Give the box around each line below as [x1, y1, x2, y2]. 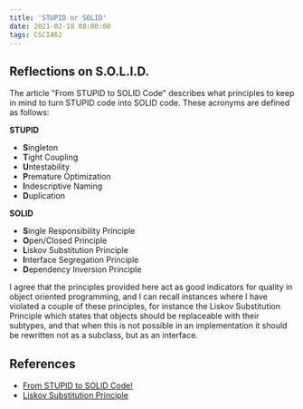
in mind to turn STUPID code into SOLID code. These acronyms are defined [9, 97, 290, 109]
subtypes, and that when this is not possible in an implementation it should [9, 320, 288, 331]
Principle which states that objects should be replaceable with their [9, 310, 260, 322]
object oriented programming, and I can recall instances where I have [9, 291, 269, 302]
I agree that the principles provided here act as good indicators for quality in [9, 282, 293, 293]
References [9, 355, 76, 372]
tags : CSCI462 [9, 30, 63, 39]
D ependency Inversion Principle [22, 264, 142, 275]
